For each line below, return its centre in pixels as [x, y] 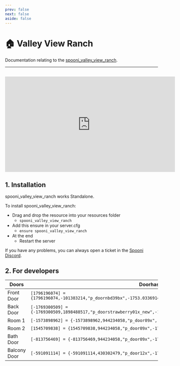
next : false [17, 14]
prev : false [17, 9]
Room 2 [16, 328]
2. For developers [32, 271]
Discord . [13, 255]
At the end [22, 236]
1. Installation [25, 185]
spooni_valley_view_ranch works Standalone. [50, 196]
